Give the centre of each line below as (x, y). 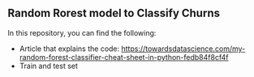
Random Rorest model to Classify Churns (114, 13)
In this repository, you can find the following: (82, 32)
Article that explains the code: (69, 49)
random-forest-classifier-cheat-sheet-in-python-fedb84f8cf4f (124, 57)
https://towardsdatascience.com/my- (183, 49)
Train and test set (49, 66)
